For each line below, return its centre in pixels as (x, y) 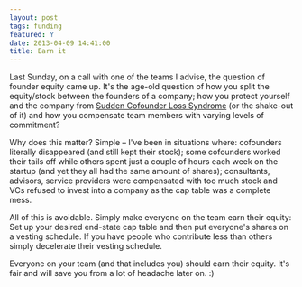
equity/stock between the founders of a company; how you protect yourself (150, 97)
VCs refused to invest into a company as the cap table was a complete (140, 190)
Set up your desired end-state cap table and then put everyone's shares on (149, 227)
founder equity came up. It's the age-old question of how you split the (140, 87)
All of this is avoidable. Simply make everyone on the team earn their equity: (151, 218)
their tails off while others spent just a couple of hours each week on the (144, 162)
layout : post (34, 18)
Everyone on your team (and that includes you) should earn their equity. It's (150, 264)
